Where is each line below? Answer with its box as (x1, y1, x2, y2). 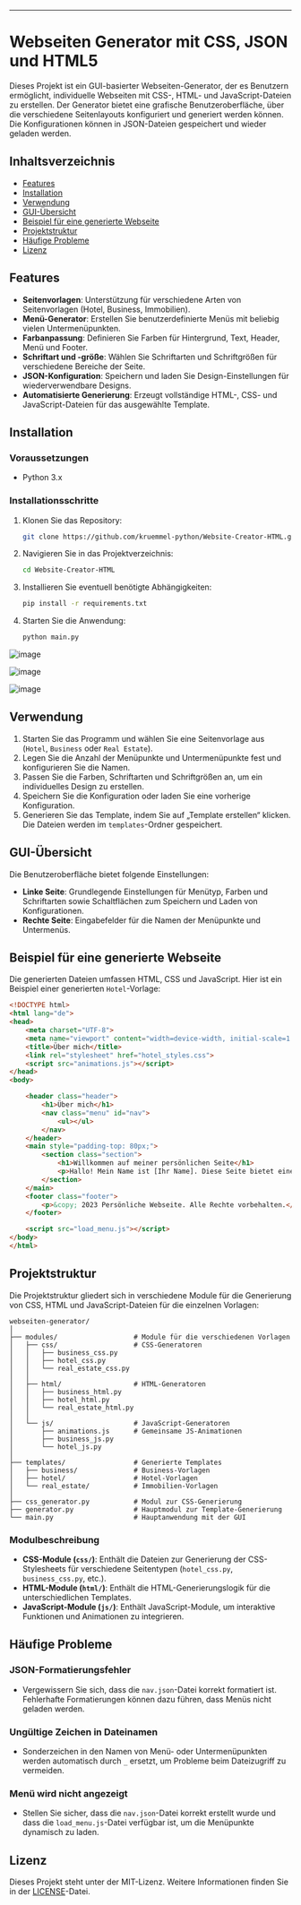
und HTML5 (9, 51, 99, 72)
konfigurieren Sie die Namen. (21, 762, 131, 772)
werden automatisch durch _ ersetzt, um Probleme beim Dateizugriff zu (21, 1755, 287, 1766)
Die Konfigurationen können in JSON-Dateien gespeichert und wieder (9, 118, 267, 129)
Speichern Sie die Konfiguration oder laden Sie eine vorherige (21, 790, 251, 801)
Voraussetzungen (9, 452, 90, 464)
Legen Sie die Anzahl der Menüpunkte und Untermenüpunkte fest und (21, 752, 282, 763)
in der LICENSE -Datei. (9, 1886, 91, 1897)
